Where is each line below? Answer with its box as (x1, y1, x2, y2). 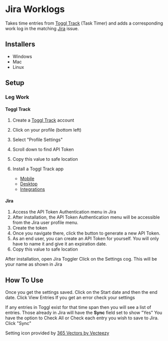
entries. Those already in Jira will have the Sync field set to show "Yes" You (5, 310, 162, 316)
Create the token (12, 225, 48, 231)
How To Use (5, 276, 44, 284)
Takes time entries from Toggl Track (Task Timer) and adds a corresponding (5, 20, 163, 26)
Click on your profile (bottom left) (12, 127, 82, 133)
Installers (5, 40, 35, 49)
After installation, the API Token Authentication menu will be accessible (12, 214, 160, 220)
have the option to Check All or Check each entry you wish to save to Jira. (5, 315, 159, 321)
